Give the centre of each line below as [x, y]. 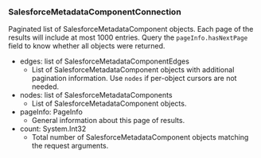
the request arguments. [70, 146]
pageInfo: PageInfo [51, 112]
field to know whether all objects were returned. [87, 46]
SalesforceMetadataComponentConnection [95, 12]
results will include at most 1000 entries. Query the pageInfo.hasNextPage [128, 37]
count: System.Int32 [53, 129]
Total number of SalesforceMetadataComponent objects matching [140, 137]
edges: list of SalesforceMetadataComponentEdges [104, 61]
